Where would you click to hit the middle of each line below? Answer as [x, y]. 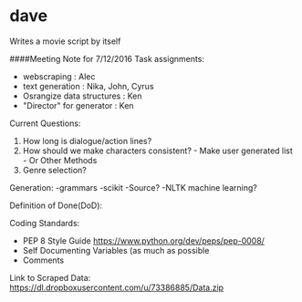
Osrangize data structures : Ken [82, 96]
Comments [43, 260]
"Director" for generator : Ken [78, 105]
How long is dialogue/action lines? [87, 141]
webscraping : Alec [59, 76]
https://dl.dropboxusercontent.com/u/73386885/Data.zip [117, 287]
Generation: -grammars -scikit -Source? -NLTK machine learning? [133, 187]
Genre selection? [54, 170]
